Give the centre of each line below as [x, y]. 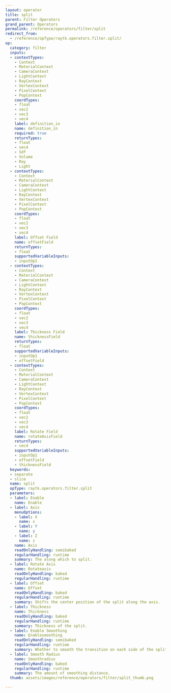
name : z [27, 541]
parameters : [23, 493]
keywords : [20, 469]
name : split [23, 484]
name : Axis [26, 545]
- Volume [24, 157]
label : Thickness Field [40, 332]
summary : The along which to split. [53, 559]
